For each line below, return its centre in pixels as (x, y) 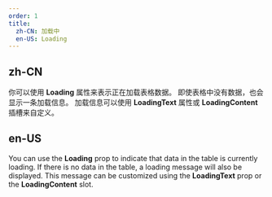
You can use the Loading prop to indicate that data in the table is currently (133, 158)
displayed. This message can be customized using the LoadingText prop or (135, 175)
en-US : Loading (42, 39)
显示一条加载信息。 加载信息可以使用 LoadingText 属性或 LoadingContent (133, 103)
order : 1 (23, 16)
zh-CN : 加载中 (38, 31)
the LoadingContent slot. (51, 184)
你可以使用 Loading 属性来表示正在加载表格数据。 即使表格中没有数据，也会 (136, 92)
